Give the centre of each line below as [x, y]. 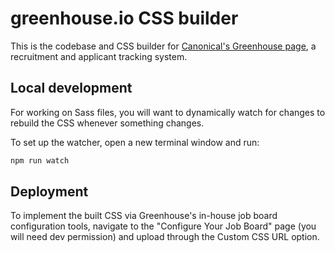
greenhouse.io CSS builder [124, 18]
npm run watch [40, 160]
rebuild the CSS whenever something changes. [107, 123]
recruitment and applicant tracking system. [99, 56]
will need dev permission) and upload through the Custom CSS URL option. [165, 237]
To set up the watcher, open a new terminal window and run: [135, 142]
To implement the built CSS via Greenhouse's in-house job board [144, 216]
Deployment [49, 192]
